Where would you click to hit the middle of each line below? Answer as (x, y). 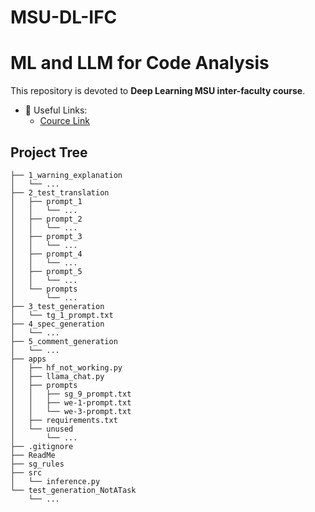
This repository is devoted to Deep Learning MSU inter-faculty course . (158, 91)
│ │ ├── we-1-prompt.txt (71, 402)
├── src (26, 472)
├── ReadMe (33, 455)
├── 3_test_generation (57, 306)
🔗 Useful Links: (56, 110)
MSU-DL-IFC (64, 17)
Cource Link (64, 121)
